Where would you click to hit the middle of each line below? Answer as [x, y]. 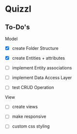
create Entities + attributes [38, 58]
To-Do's [17, 27]
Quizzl [18, 9]
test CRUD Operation [33, 88]
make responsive [29, 116]
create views [25, 107]
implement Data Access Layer [42, 78]
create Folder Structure [35, 48]
